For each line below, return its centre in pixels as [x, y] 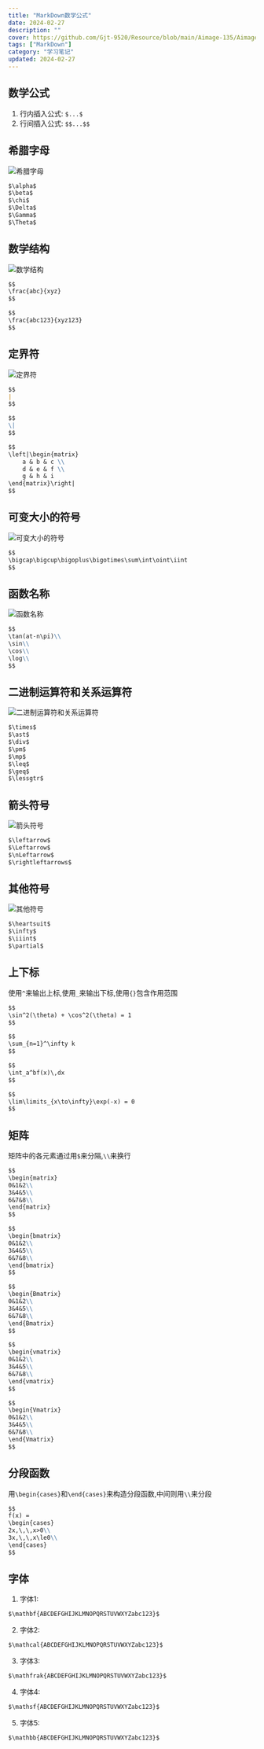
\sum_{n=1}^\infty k [42, 1044]
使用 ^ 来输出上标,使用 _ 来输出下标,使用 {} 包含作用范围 [93, 992]
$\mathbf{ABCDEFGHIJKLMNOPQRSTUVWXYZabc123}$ [84, 1614]
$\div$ [19, 742]
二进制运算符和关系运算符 [70, 692]
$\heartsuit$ [29, 924]
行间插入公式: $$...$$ [55, 123]
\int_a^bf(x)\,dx [37, 1073]
